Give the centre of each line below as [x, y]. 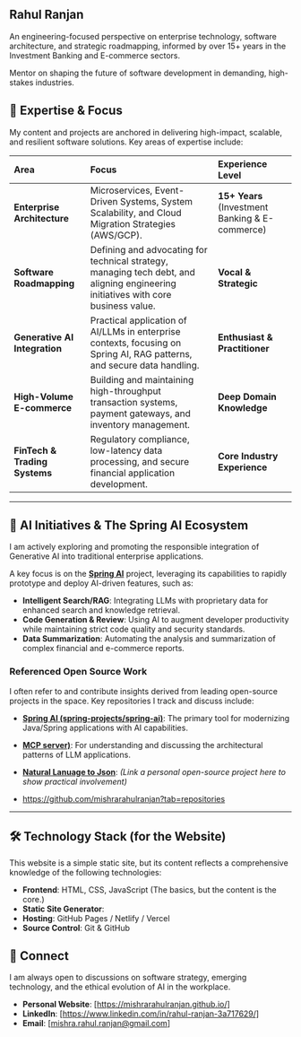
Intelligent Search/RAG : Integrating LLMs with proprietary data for [145, 601]
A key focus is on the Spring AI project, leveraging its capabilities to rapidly [148, 574]
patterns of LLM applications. [77, 754]
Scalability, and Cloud [136, 213]
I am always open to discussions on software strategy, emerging [128, 978]
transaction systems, [134, 402]
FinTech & [35, 450]
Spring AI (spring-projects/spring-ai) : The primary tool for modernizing [156, 718]
